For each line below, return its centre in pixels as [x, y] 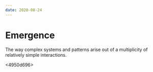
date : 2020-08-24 [24, 10]
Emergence [30, 35]
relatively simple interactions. [36, 55]
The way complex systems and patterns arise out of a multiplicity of [76, 50]
